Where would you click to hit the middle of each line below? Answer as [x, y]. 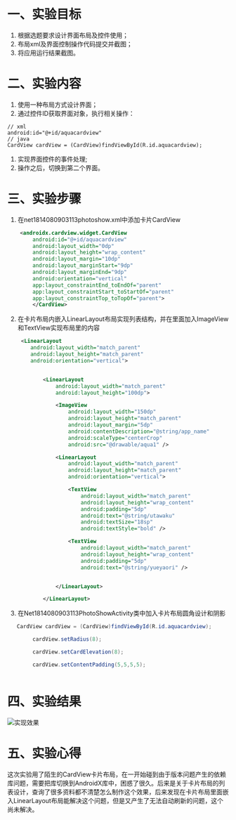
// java [19, 139]
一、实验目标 [45, 14]
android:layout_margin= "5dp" [110, 425]
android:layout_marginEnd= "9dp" [80, 272]
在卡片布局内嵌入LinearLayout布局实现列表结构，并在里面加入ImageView [123, 319]
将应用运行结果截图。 [48, 53]
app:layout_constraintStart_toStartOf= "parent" [103, 292]
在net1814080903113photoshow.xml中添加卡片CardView [99, 219]
